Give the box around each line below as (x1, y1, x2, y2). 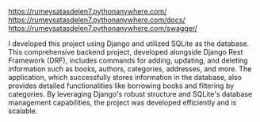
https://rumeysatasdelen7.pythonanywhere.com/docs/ (8, 15, 185, 25)
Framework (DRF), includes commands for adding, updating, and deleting (8, 55, 248, 65)
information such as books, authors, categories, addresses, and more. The (8, 64, 252, 74)
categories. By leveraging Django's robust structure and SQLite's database (8, 90, 253, 98)
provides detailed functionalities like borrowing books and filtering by (8, 81, 235, 90)
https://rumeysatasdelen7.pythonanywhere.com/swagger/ (8, 24, 198, 32)
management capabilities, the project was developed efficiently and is (8, 98, 237, 107)
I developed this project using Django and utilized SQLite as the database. (8, 39, 250, 48)
